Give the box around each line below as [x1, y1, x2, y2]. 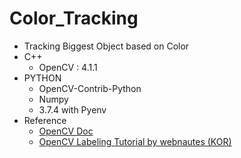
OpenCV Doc [38, 125, 94, 137]
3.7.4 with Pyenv [38, 103, 107, 116]
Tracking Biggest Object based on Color [23, 40, 190, 52]
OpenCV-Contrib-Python [38, 82, 142, 94]
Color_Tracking [9, 7, 139, 30]
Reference [23, 114, 67, 126]
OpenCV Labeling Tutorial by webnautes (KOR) [38, 135, 232, 147]
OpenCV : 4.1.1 [38, 61, 98, 73]
